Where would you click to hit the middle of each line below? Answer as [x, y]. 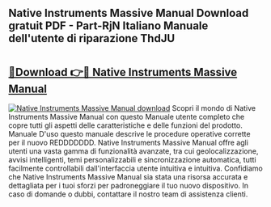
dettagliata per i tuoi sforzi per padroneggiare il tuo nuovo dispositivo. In [129, 186]
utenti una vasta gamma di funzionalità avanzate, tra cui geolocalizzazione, [133, 151]
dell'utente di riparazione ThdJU [92, 38]
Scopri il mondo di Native [214, 108]
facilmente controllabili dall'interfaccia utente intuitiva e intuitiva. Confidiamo [135, 168]
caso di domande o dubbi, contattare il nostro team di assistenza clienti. [128, 194]
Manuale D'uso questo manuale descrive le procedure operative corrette [129, 134]
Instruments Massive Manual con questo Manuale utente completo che [127, 117]
